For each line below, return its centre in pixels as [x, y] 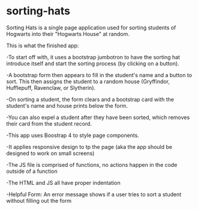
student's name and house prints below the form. [67, 105]
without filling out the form [39, 200]
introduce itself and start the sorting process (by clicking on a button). [93, 63]
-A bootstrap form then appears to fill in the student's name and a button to [99, 75]
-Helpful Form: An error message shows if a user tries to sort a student [94, 194]
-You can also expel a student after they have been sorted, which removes [98, 117]
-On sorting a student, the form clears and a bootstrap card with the [90, 99]
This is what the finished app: [43, 45]
